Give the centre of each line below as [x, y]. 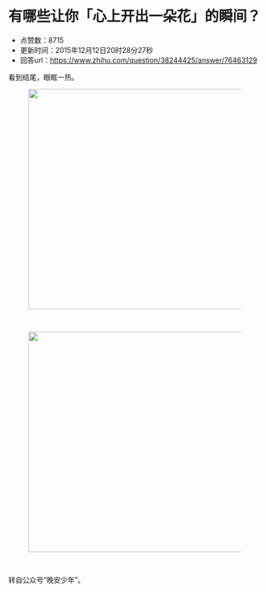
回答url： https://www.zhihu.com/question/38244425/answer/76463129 [139, 60]
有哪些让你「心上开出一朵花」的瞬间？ [135, 16]
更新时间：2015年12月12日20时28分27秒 [87, 50]
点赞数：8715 [42, 40]
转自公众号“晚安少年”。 [47, 580]
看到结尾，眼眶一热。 [43, 77]
